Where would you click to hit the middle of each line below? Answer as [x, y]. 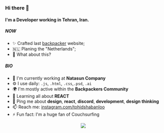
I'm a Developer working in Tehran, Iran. [47, 20]
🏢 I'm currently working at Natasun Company [59, 78]
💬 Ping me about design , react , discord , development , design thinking [86, 101]
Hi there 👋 [17, 8]
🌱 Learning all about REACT [41, 96]
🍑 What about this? [31, 54]
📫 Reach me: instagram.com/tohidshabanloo [58, 107]
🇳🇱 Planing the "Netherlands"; [44, 49]
